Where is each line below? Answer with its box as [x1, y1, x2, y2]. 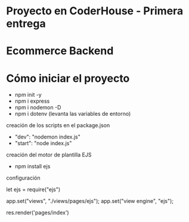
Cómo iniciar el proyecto [6, 72, 130, 85]
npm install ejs [14, 163, 51, 170]
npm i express [14, 97, 50, 105]
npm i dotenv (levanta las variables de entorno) [14, 110, 131, 118]
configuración [6, 174, 41, 181]
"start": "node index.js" [14, 140, 72, 147]
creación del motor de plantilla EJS [6, 151, 92, 159]
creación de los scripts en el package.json [6, 122, 110, 129]
